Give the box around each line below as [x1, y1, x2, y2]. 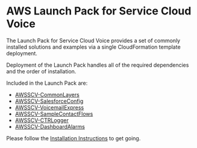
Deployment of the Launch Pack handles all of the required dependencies [6, 61, 189, 69]
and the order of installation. [6, 67, 77, 75]
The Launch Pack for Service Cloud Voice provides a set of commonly [6, 37, 181, 44]
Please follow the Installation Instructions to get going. [6, 134, 141, 142]
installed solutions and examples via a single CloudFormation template [6, 43, 181, 51]
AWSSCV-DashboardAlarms [14, 123, 86, 130]
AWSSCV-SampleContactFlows [14, 110, 93, 117]
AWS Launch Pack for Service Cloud [6, 4, 192, 18]
